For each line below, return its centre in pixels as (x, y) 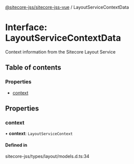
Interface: (26, 27)
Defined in (16, 145)
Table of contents (33, 68)
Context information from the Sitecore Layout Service (60, 51)
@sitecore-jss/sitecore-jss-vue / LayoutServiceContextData (67, 7)
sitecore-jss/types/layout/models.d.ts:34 (47, 156)
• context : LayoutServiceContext (39, 133)
